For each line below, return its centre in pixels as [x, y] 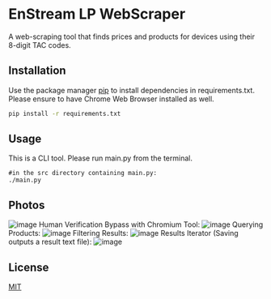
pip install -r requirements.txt [65, 113]
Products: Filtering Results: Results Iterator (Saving [123, 233]
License [29, 267]
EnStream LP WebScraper [97, 14]
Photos [27, 205]
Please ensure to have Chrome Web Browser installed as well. [111, 99]
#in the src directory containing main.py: [83, 173]
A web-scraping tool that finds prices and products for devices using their [132, 36]
